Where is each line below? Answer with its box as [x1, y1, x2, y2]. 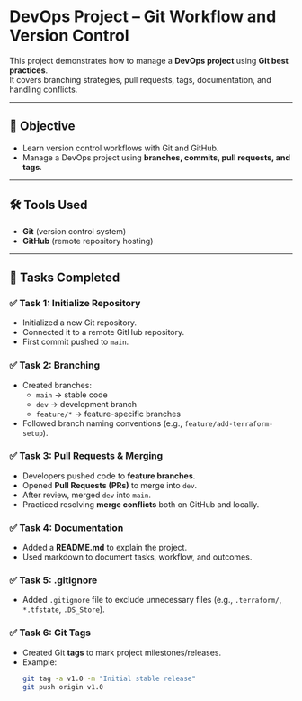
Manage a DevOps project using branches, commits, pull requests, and [22, 151, 290, 163]
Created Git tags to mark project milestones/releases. [22, 647, 222, 658]
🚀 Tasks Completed [9, 269, 120, 285]
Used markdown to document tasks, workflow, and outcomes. [22, 551, 253, 562]
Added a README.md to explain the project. [22, 542, 187, 553]
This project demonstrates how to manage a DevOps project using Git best [9, 55, 289, 66]
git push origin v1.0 [22, 682, 103, 691]
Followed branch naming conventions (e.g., [22, 417, 182, 429]
